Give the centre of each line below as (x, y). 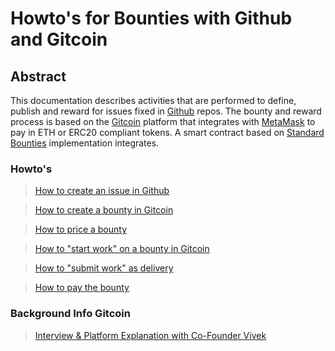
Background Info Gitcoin (70, 314)
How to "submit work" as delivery (104, 268)
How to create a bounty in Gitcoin (104, 210)
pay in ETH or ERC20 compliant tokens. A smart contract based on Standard (167, 132)
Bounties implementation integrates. (85, 143)
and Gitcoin (59, 39)
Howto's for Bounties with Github (151, 18)
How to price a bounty (81, 229)
